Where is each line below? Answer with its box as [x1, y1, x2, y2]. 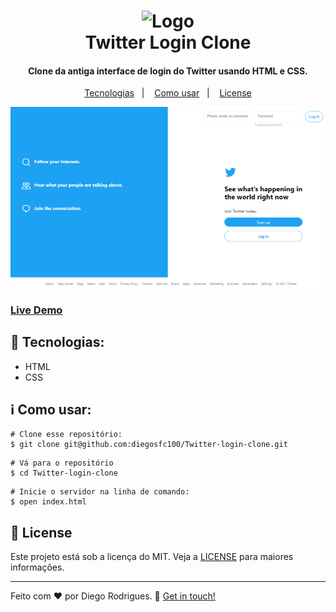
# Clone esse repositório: [10, 430, 123, 440]
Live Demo [10, 303, 63, 317]
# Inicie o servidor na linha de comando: [10, 487, 190, 497]
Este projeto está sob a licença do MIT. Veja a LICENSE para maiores [10, 551, 294, 563]
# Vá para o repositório [10, 458, 114, 469]
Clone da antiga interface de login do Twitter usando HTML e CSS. [28, 65, 308, 77]
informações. [10, 561, 65, 574]
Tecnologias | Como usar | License [84, 87, 252, 99]
